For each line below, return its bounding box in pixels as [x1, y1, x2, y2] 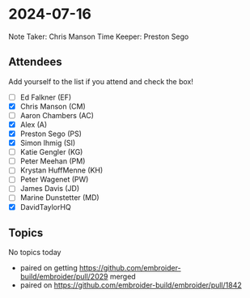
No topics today [8, 248, 61, 258]
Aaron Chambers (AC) [19, 110, 95, 120]
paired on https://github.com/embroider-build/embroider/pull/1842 [19, 280, 242, 290]
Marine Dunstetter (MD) [19, 193, 100, 202]
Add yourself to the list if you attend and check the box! [8, 76, 194, 86]
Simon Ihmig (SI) [19, 138, 76, 148]
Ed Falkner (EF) [19, 92, 72, 102]
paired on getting [19, 263, 78, 273]
